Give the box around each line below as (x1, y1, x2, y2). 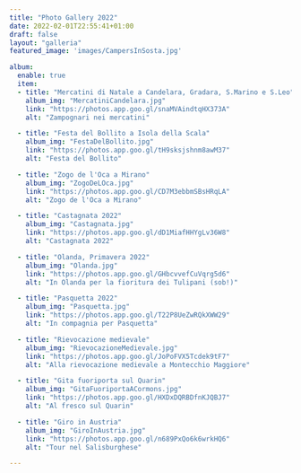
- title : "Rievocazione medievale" (17, 335, 150, 344)
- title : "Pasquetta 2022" (17, 293, 118, 303)
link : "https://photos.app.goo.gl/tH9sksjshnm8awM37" (25, 145, 230, 155)
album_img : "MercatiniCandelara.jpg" (25, 96, 167, 105)
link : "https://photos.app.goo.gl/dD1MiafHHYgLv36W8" (25, 228, 230, 238)
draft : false (9, 30, 58, 39)
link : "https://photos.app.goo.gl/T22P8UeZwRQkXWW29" (25, 311, 230, 320)
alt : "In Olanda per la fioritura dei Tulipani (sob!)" (25, 277, 239, 287)
